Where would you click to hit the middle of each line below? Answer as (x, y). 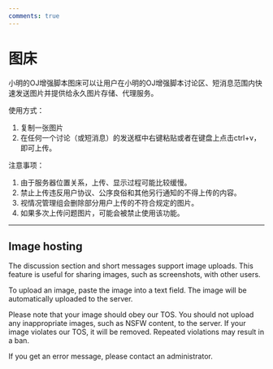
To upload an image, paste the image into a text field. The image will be (128, 290)
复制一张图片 (41, 128)
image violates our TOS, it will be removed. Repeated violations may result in (136, 332)
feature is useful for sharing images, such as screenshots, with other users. (135, 275)
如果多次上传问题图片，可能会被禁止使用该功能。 (102, 213)
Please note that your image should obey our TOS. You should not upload (131, 315)
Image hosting (45, 246)
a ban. (19, 341)
